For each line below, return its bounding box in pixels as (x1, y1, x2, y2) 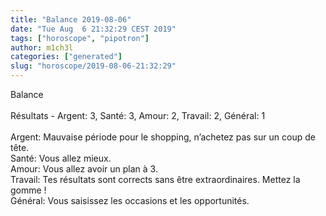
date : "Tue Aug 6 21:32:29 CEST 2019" (10, 24, 177, 34)
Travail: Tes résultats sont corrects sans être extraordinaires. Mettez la (10, 174, 301, 185)
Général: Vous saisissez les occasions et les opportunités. (10, 195, 250, 206)
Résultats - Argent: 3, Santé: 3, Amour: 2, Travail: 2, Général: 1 (10, 110, 266, 121)
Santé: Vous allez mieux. (10, 152, 112, 164)
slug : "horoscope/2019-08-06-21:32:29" (10, 61, 177, 71)
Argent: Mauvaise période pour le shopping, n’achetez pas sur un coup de (10, 131, 316, 143)
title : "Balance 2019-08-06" (10, 14, 132, 25)
